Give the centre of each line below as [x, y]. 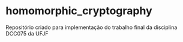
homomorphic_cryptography [79, 11]
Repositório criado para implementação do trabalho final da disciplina [91, 27]
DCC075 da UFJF [27, 33]
